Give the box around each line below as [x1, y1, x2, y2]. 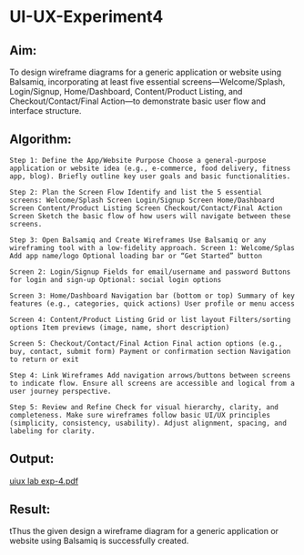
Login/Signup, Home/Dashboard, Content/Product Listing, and [9, 86, 243, 96]
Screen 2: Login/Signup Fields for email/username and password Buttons [9, 267, 291, 277]
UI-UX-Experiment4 [9, 6, 164, 27]
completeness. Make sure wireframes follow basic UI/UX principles [9, 410, 271, 419]
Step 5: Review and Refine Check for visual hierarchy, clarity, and [9, 402, 279, 411]
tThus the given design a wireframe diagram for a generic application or [9, 526, 279, 537]
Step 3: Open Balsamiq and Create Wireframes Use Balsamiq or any [9, 235, 267, 245]
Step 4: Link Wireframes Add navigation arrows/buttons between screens [9, 370, 291, 379]
